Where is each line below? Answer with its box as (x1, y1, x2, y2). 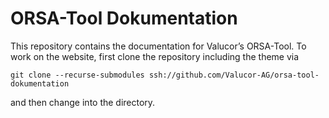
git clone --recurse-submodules (10, 70, 145, 80)
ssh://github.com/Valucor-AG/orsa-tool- (148, 70, 320, 80)
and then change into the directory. (10, 96, 156, 108)
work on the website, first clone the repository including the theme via (10, 50, 300, 62)
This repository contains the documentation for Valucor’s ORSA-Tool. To (10, 40, 307, 52)
